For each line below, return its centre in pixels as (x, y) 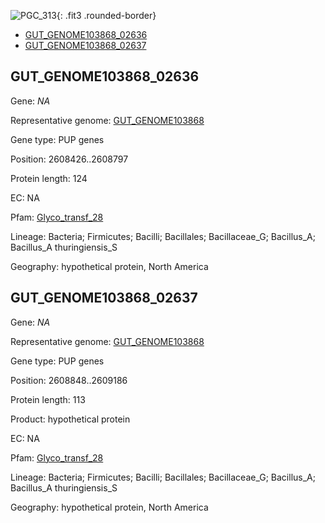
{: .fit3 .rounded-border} (106, 15)
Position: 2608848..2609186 (69, 380)
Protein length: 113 (48, 399)
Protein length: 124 (49, 178)
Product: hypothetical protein (70, 419)
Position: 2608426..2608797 (69, 159)
